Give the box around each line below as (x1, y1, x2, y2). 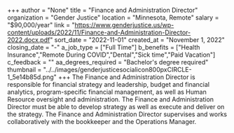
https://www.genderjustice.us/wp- (74, 21, 174, 29)
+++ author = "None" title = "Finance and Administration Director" (7, 6, 198, 14)
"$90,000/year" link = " (7, 21, 75, 29)
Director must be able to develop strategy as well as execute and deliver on (7, 103, 225, 111)
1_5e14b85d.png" (7, 73, 57, 81)
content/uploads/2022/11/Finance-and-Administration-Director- (7, 28, 191, 36)
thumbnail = (7, 66, 42, 73)
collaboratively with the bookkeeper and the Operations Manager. (7, 118, 197, 125)
